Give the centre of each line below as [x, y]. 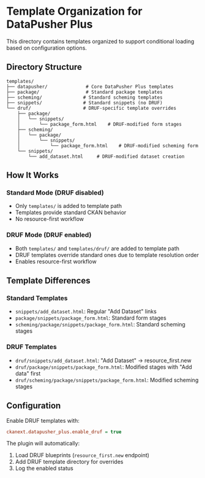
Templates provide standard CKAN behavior [71, 212]
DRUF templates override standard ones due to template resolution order [107, 255]
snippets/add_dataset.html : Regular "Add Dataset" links [86, 312]
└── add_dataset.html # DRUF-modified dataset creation [106, 156]
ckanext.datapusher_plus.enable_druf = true [64, 432]
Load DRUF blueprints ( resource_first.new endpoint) [82, 455]
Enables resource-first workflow [56, 261]
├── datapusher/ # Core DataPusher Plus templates [90, 87]
